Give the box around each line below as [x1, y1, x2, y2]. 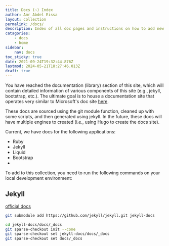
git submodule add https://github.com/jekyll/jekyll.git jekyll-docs [5, 213, 155, 218]
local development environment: [5, 175, 72, 181]
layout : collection [5, 17, 47, 22]
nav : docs [14, 50, 35, 55]
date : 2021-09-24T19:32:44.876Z [5, 59, 73, 64]
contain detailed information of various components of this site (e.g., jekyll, [5, 88, 161, 93]
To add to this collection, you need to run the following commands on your [5, 170, 160, 176]
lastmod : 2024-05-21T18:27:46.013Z [5, 64, 80, 69]
